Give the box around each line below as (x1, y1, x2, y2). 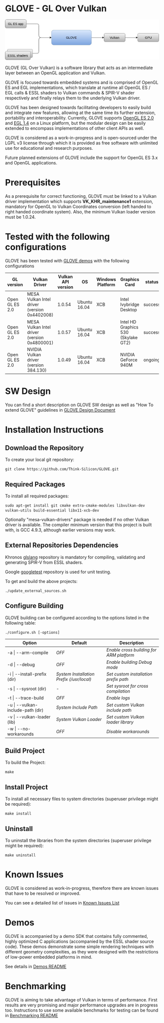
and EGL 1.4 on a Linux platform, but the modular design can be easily (5, 120, 146, 126)
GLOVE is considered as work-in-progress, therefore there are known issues (5, 885, 159, 891)
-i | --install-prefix (7, 671, 47, 677)
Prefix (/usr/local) (56, 676, 92, 682)
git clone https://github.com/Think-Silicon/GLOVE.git (5, 467, 119, 472)
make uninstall (5, 853, 36, 858)
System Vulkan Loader (56, 717, 102, 722)
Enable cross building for (106, 647, 157, 653)
